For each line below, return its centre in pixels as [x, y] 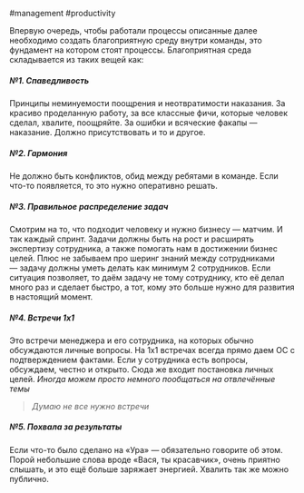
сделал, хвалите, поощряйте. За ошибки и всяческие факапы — [133, 123]
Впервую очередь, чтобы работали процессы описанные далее [133, 30]
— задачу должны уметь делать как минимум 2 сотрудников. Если [140, 268]
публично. [29, 478]
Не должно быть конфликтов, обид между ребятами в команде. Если [144, 175]
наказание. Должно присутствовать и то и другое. [108, 132]
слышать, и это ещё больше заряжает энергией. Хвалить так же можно [149, 469]
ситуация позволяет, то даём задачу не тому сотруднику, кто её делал [147, 277]
